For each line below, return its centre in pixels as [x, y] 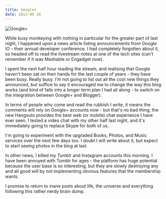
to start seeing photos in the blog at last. [46, 146]
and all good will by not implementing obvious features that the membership [83, 171]
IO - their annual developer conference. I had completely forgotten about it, [82, 49]
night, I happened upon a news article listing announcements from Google [81, 43]
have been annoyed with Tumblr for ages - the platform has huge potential [81, 160]
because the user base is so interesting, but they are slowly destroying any [82, 166]
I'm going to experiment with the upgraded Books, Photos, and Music [76, 135]
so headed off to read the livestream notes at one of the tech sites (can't [79, 54]
